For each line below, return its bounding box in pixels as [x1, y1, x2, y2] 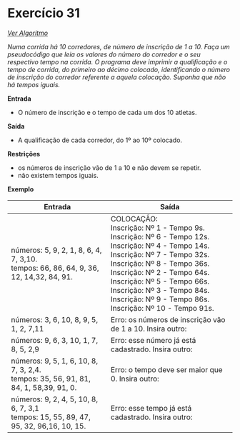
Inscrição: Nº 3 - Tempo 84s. [110, 285, 210, 295]
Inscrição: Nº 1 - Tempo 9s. [110, 223, 205, 233]
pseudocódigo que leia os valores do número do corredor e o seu [7, 50, 201, 59]
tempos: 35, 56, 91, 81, [11, 374, 91, 384]
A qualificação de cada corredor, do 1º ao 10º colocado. [17, 136, 183, 144]
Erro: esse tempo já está [110, 403, 192, 413]
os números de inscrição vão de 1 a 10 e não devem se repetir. [17, 163, 201, 172]
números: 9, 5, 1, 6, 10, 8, [11, 356, 99, 366]
